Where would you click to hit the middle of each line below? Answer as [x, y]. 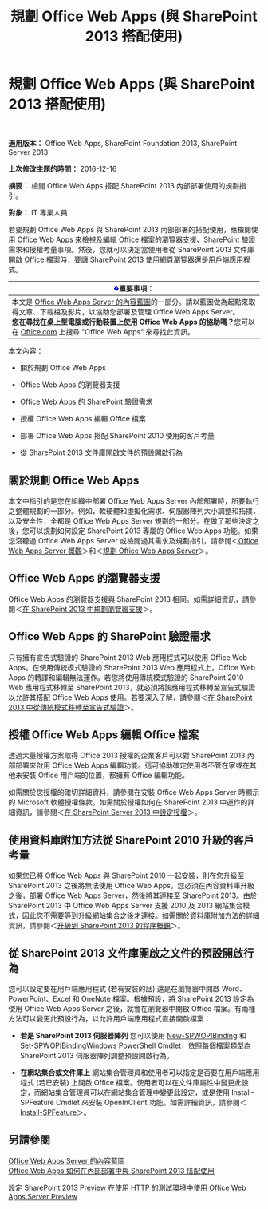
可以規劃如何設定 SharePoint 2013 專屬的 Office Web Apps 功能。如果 [144, 531]
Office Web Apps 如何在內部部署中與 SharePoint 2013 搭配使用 [112, 1171]
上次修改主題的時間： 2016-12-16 [63, 168]
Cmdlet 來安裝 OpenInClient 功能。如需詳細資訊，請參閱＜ [151, 1103]
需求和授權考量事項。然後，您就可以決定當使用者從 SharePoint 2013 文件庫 [132, 249]
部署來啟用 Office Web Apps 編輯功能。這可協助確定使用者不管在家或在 [132, 765]
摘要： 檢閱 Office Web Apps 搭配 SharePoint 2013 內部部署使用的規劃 [124, 185]
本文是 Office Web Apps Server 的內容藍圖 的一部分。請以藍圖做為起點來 [130, 302]
